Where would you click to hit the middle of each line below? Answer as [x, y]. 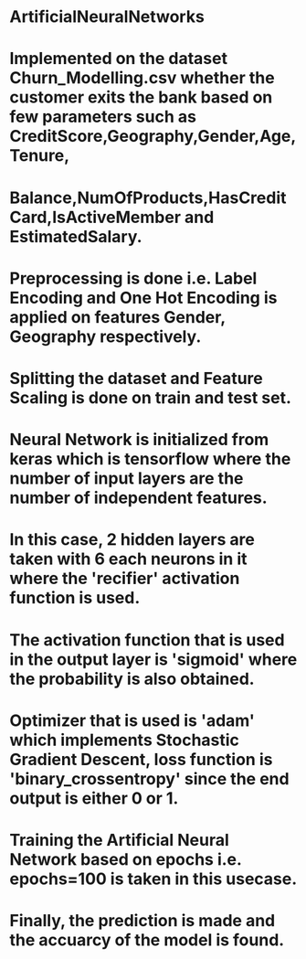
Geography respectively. [106, 336]
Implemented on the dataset [119, 59]
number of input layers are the [127, 479]
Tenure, [40, 156]
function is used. [75, 598]
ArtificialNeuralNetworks [107, 17]
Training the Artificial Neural [120, 840]
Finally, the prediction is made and [142, 921]
